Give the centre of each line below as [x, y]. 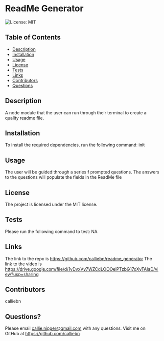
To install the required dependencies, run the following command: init [75, 145]
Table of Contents [33, 37]
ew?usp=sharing [22, 274]
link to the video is [23, 264]
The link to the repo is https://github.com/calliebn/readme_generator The [79, 258]
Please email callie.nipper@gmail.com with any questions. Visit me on [75, 328]
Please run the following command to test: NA [51, 231]
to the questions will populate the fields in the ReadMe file [64, 177]
